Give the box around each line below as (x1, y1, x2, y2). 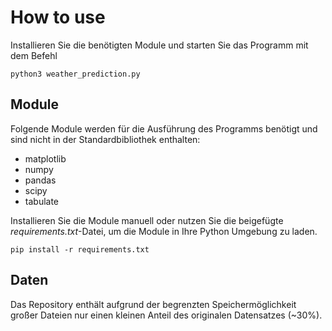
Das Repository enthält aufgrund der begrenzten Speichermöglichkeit (10, 298, 297, 310)
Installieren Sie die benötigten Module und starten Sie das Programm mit (10, 39, 309, 51)
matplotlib (24, 152, 67, 165)
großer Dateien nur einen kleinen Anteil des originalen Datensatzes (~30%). (10, 309, 323, 321)
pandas (24, 174, 57, 186)
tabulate (24, 195, 60, 207)
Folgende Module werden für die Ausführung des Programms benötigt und (10, 122, 318, 135)
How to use (10, 6, 106, 29)
